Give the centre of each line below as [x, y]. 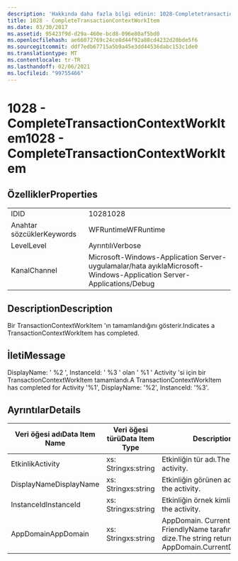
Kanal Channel [34, 270]
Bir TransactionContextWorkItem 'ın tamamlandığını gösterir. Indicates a [111, 326]
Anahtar [24, 225]
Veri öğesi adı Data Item [55, 434]
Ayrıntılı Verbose [115, 245]
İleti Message [36, 355]
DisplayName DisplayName [55, 484]
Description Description [60, 308]
